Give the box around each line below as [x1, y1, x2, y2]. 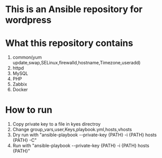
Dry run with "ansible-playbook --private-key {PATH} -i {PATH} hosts [12, 132, 157, 138]
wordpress [5, 14, 52, 26]
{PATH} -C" [12, 137, 37, 143]
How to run [5, 104, 53, 116]
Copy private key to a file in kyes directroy [12, 121, 101, 127]
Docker [12, 87, 28, 93]
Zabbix [12, 81, 27, 87]
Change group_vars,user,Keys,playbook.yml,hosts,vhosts [12, 127, 132, 133]
